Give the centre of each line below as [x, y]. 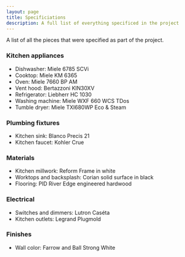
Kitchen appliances [35, 56]
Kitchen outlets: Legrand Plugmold [58, 219]
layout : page [23, 12]
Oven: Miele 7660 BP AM [46, 81]
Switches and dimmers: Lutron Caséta [62, 212]
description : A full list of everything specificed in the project [93, 23]
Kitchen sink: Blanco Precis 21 [52, 135]
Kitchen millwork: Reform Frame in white [65, 171]
